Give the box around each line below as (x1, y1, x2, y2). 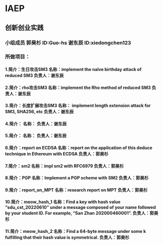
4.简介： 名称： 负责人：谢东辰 (5, 121, 67, 126)
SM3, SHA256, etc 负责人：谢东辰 (5, 109, 74, 115)
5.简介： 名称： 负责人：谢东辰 (5, 133, 67, 139)
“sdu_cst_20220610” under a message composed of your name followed (5, 205, 156, 210)
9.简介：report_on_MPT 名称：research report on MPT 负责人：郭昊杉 (5, 187, 148, 192)
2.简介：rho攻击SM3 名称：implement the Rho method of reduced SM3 (5, 85, 151, 90)
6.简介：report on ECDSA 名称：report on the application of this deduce (5, 144, 152, 151)
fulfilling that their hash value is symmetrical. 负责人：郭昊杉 (5, 234, 130, 240)
